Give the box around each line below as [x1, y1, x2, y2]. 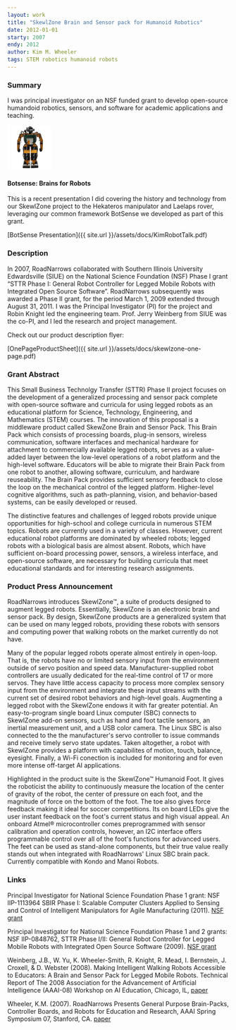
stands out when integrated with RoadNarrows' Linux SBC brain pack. [7, 850, 210, 859]
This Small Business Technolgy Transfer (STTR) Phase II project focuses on [7, 385, 227, 394]
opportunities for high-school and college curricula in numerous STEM [7, 519, 212, 527]
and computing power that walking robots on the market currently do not [7, 628, 218, 636]
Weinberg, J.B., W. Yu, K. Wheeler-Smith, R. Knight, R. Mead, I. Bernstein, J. [7, 956, 227, 964]
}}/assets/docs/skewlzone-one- [108, 344, 202, 353]
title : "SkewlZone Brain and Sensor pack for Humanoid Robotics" [7, 18, 203, 26]
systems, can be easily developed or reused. [7, 497, 137, 506]
